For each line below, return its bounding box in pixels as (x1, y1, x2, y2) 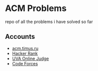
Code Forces (12, 60, 38, 66)
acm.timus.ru (12, 45, 39, 51)
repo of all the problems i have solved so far (5, 19, 93, 24)
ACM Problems (5, 3, 67, 14)
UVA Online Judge (12, 56, 49, 61)
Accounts (5, 33, 35, 41)
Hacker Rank (12, 50, 38, 56)
